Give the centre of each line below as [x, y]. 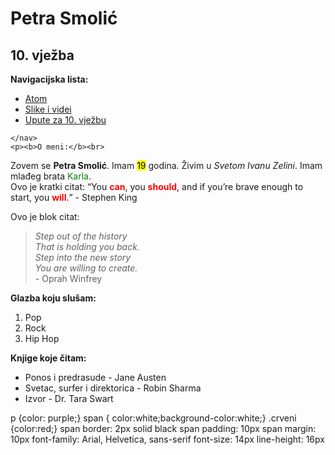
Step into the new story [83, 257]
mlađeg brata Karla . [51, 176]
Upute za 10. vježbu [65, 120]
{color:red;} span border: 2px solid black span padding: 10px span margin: [163, 428]
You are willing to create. [86, 268]
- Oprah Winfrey [68, 278]
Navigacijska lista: [49, 79]
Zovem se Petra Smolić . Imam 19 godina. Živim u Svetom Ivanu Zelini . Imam [166, 165]
